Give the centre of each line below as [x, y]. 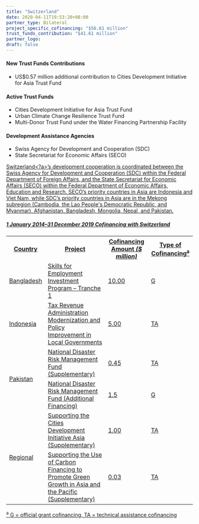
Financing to [65, 470]
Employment [65, 274]
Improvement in [70, 335]
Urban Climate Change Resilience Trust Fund [70, 116]
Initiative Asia [66, 438]
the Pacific [63, 492]
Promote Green [69, 477]
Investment [63, 281]
